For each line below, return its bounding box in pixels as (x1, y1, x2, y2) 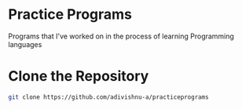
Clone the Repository (8, 67, 149, 85)
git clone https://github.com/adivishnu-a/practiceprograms (8, 93, 210, 101)
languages (8, 39, 42, 49)
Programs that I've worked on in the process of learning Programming (8, 31, 234, 41)
